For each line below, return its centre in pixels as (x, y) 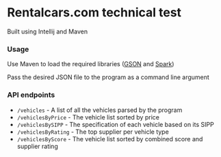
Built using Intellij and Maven (47, 31)
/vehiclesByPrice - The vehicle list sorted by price (88, 117)
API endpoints (31, 95)
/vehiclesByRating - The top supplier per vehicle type (93, 132)
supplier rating (37, 146)
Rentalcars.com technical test (94, 13)
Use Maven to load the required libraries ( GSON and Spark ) (91, 64)
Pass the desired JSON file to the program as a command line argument (108, 77)
